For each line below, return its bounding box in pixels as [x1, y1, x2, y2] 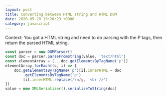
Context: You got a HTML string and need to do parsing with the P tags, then [5, 35, 163, 41]
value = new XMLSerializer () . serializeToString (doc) [5, 86, 117, 92]
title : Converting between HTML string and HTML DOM [5, 12, 117, 17]
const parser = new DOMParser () [5, 49, 72, 54]
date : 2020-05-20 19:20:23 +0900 [5, 16, 75, 21]
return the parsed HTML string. [5, 40, 69, 46]
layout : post [5, 7, 32, 12]
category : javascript [5, 21, 50, 26]
